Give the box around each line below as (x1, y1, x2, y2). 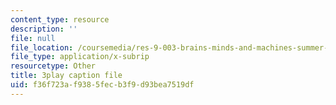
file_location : (10, 42, 74, 53)
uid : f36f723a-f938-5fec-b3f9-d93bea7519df (10, 80, 195, 90)
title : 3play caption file (10, 71, 123, 81)
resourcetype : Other (10, 61, 97, 71)
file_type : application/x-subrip (10, 52, 150, 62)
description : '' (10, 24, 78, 34)
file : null (10, 33, 56, 43)
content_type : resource (10, 14, 110, 25)
